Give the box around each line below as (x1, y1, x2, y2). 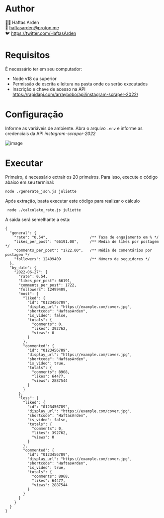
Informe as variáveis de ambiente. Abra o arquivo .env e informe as (5, 125, 143, 131)
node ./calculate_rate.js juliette (7, 207, 81, 213)
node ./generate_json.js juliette (5, 189, 77, 194)
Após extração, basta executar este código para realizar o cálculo (5, 198, 140, 204)
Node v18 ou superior (12, 75, 57, 81)
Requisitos (5, 50, 50, 61)
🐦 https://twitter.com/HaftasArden (5, 30, 77, 36)
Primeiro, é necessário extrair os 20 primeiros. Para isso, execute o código (5, 174, 158, 180)
